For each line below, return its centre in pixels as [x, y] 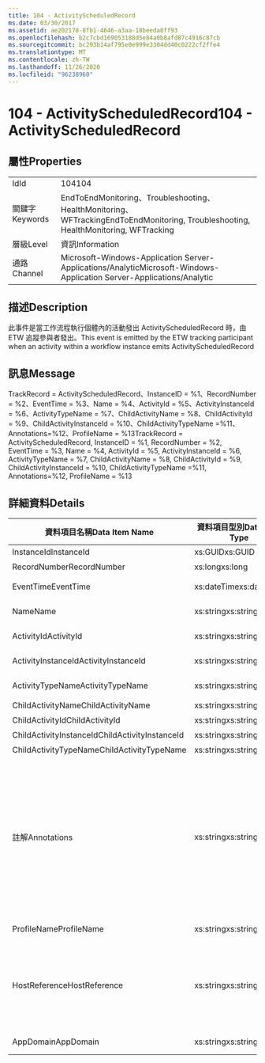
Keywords [31, 218]
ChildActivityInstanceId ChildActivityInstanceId [98, 735]
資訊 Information [90, 244]
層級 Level [30, 244]
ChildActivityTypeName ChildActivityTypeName [99, 750]
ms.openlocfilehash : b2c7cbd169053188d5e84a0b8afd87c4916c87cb [114, 38]
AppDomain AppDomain [56, 1042]
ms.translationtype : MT [47, 52]
